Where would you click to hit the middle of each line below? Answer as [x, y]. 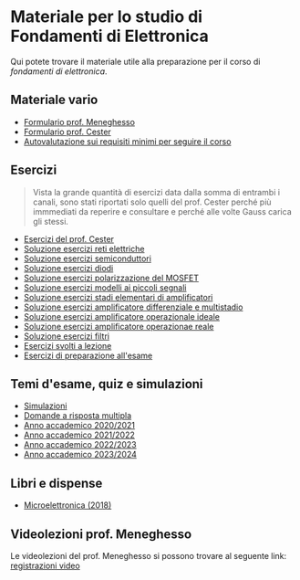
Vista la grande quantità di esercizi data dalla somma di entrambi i [156, 192]
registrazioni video [45, 565]
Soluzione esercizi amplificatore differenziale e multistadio [133, 307]
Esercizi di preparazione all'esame [88, 355]
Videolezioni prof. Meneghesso [101, 534]
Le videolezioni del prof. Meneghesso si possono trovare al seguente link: [149, 556]
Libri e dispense [57, 483]
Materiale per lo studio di [107, 17]
